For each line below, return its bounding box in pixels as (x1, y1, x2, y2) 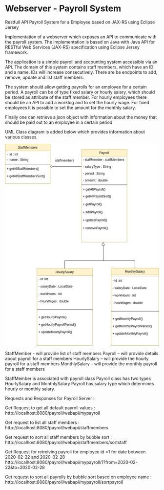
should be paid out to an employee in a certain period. (5, 119, 114, 125)
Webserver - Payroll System (5, 3, 122, 14)
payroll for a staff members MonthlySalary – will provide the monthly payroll (5, 361, 157, 367)
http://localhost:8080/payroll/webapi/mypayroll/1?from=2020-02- (5, 459, 138, 465)
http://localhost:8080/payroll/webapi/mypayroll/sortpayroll (5, 479, 123, 485)
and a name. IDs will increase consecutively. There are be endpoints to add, (5, 69, 158, 75)
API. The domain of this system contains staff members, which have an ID (5, 64, 154, 70)
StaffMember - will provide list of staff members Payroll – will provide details (5, 351, 159, 356)
